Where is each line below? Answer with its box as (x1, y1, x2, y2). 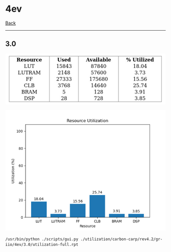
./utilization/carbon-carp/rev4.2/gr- (80, 237, 163, 242)
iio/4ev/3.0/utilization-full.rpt (5, 242, 79, 247)
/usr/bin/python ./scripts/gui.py (5, 237, 79, 242)
